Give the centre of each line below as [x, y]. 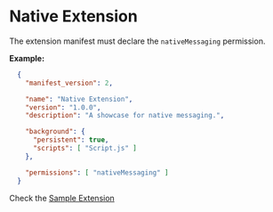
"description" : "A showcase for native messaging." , [125, 116]
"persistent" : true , [71, 140]
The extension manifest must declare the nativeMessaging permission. [137, 41]
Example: [27, 58]
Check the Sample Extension [62, 198]
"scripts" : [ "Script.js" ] [85, 149]
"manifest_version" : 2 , [69, 83]
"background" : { [56, 132]
